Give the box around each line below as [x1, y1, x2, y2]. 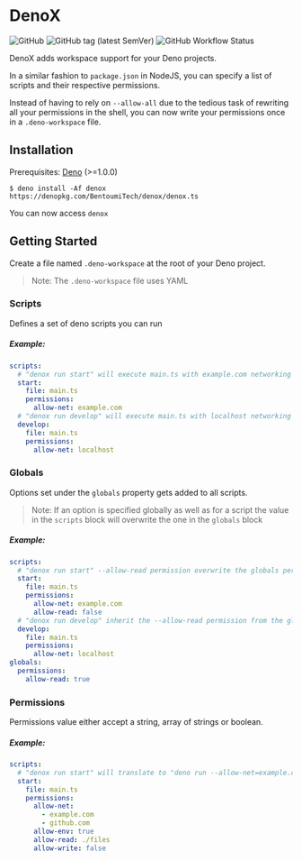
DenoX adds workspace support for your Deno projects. [9, 52, 218, 63]
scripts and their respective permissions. [9, 79, 160, 90]
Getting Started [9, 233, 98, 249]
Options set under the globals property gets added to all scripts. [9, 487, 248, 498]
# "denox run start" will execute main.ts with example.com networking [17, 370, 292, 379]
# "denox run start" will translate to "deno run [17, 768, 207, 777]
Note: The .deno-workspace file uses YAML [31, 275, 189, 286]
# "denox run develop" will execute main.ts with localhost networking [17, 412, 292, 421]
